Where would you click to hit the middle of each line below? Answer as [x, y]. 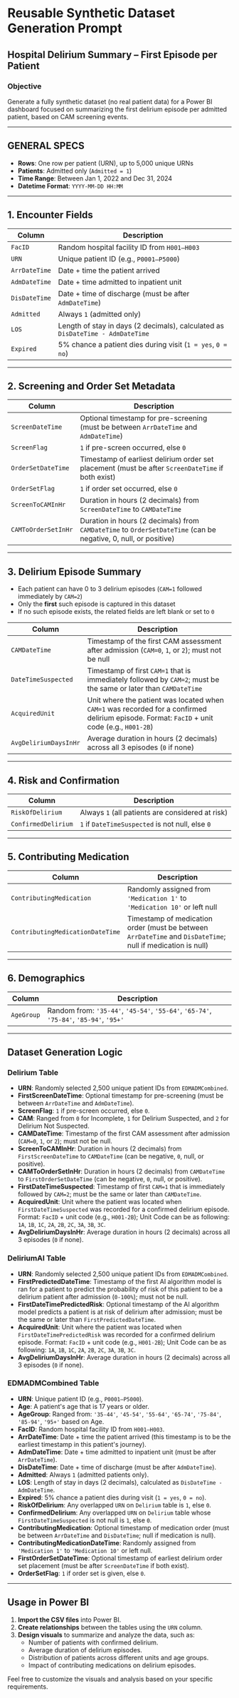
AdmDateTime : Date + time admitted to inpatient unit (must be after [117, 1452]
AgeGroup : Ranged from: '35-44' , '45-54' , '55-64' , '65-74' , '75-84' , [119, 1414]
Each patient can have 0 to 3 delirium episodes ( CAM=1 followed [110, 589]
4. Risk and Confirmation [63, 780]
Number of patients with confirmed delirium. [93, 1642]
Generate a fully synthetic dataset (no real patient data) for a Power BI [110, 101]
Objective [25, 86]
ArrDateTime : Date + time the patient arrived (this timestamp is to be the [124, 1437]
